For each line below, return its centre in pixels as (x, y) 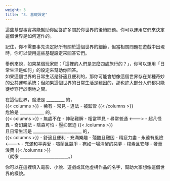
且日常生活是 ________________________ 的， (49, 131)
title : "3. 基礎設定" (27, 15)
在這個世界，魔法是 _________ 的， (40, 99)
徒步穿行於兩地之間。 (27, 89)
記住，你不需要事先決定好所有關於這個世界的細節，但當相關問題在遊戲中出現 (85, 46)
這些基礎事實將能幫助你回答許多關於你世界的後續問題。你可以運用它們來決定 (85, 29)
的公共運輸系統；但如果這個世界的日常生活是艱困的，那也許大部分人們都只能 (85, 82)
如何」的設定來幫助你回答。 (52, 70)
